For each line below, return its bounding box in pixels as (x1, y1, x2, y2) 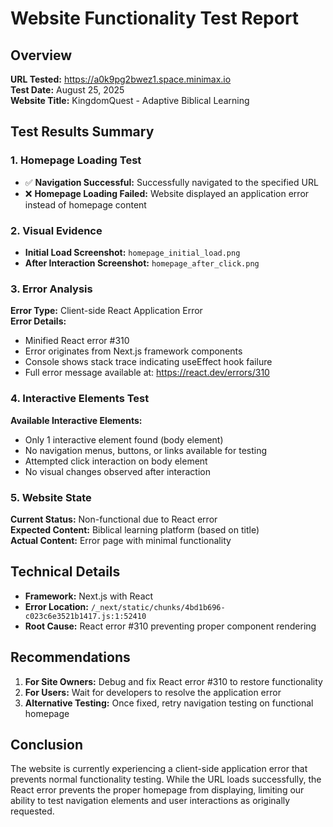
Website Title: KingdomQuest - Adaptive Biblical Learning (10, 95, 250, 106)
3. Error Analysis (10, 282, 93, 296)
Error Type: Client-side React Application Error (10, 305, 203, 317)
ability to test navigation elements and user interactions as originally (10, 795, 291, 807)
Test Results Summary (10, 123, 155, 141)
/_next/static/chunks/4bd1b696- (90, 602, 226, 612)
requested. (10, 805, 55, 817)
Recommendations (10, 649, 131, 666)
